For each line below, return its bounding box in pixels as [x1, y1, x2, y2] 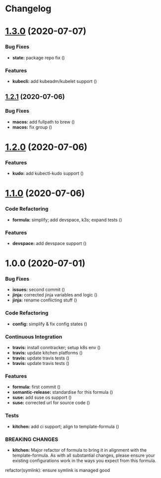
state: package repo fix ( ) [12, 55, 65, 60]
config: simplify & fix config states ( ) [12, 321, 88, 327]
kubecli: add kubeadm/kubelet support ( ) [12, 78, 97, 84]
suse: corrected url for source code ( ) [12, 400, 90, 406]
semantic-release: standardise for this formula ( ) [12, 389, 113, 395]
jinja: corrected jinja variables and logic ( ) [12, 292, 98, 298]
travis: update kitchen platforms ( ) [12, 350, 83, 356]
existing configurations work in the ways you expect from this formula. [12, 457, 157, 464]
